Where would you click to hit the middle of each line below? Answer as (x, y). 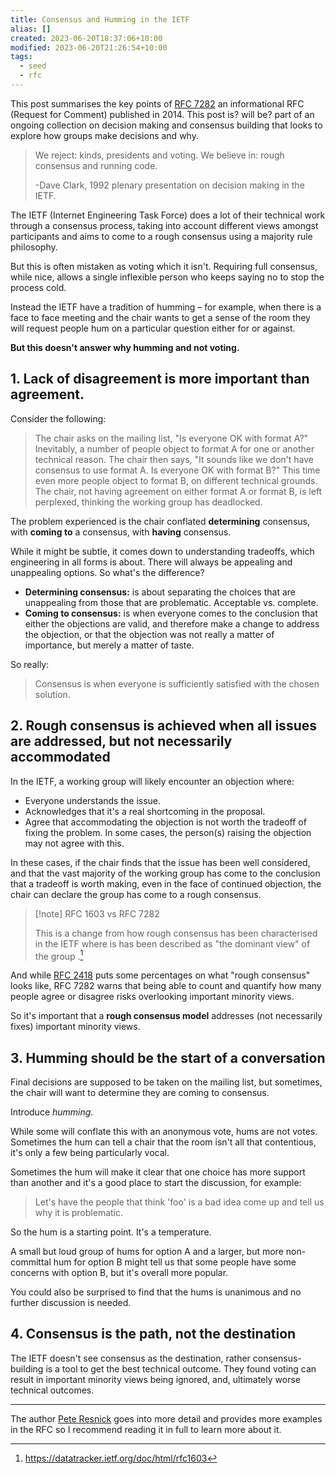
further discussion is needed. (71, 1302)
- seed (33, 66)
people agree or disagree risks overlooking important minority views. (152, 997)
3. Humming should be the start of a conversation (168, 1057)
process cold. (38, 287)
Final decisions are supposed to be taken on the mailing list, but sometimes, (166, 1082)
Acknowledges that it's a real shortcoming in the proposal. (145, 811)
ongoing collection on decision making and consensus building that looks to (166, 125)
